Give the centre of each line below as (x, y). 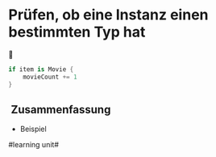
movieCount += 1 (50, 77)
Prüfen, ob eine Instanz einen (108, 15)
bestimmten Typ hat (77, 32)
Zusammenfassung (61, 110)
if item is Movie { (41, 69)
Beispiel (33, 129)
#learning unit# (33, 145)
